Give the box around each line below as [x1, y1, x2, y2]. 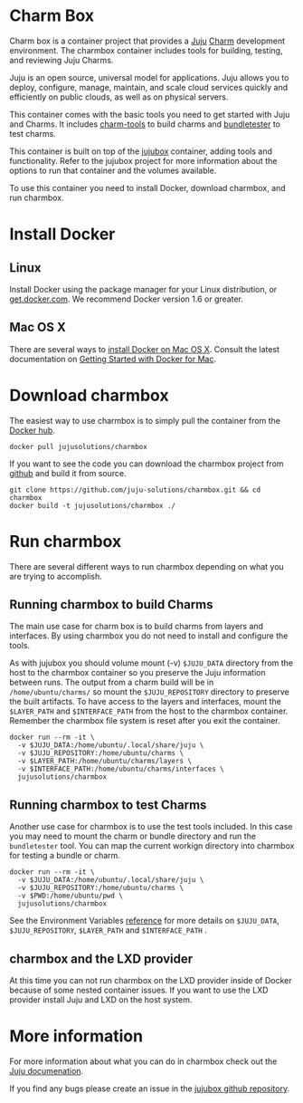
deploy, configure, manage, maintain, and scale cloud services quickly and [9, 82, 288, 92]
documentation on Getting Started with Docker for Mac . [9, 353, 217, 364]
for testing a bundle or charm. [9, 850, 120, 861]
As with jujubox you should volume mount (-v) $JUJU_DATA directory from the [9, 657, 294, 668]
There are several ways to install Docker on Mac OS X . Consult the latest [9, 343, 280, 354]
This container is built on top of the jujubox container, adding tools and [9, 146, 273, 157]
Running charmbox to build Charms [9, 597, 214, 612]
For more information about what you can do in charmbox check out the [9, 1056, 278, 1067]
